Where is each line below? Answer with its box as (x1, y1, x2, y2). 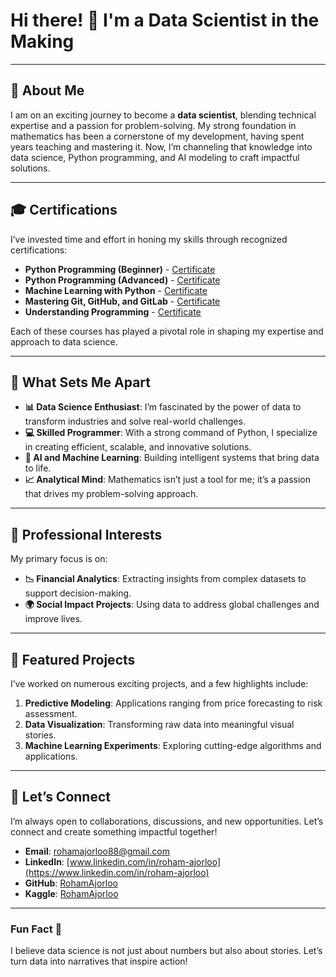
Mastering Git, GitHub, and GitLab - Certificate (24, 295, 221, 307)
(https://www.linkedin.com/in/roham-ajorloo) (24, 866, 210, 878)
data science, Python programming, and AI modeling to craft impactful (10, 151, 300, 163)
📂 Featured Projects (10, 651, 136, 668)
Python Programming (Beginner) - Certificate (24, 263, 216, 275)
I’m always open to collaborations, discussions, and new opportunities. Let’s (10, 815, 324, 827)
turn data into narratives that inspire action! (10, 955, 188, 968)
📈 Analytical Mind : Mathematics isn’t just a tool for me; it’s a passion (24, 474, 312, 486)
